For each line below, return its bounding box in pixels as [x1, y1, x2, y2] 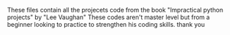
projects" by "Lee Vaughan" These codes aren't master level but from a [7, 13, 210, 21]
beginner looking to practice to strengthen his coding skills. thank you [7, 21, 205, 28]
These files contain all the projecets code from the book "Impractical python [7, 6, 224, 14]
